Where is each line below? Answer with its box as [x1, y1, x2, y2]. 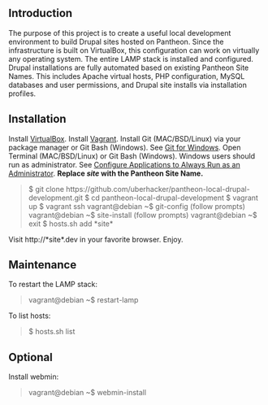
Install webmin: [8, 372, 59, 381]
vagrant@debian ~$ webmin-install [28, 388, 147, 398]
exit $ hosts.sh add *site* [28, 219, 114, 229]
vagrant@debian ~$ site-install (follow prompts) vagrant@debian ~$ [28, 210, 257, 220]
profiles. [8, 89, 37, 98]
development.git [28, 193, 84, 202]
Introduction [8, 7, 73, 20]
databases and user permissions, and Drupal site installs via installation [8, 80, 248, 89]
